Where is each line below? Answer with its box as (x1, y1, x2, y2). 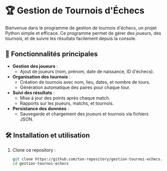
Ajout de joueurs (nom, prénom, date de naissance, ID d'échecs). (19, 68, 154, 74)
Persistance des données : (12, 105, 69, 111)
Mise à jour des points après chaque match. (19, 95, 110, 101)
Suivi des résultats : (12, 89, 55, 96)
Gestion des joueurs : (12, 63, 58, 69)
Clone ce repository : (12, 147, 56, 153)
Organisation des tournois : (12, 74, 71, 80)
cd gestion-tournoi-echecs (12, 161, 69, 166)
